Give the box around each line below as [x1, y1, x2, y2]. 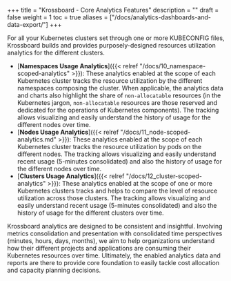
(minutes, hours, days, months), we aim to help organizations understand [7, 237, 215, 244]
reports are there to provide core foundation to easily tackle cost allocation [7, 259, 219, 267]
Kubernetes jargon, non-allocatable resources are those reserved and [17, 99, 218, 106]
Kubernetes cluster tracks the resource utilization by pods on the [17, 143, 202, 151]
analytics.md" [17, 135, 57, 144]
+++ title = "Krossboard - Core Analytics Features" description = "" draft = [7, 6, 219, 14]
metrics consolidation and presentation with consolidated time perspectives [7, 229, 223, 238]
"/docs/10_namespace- [139, 62, 206, 70]
